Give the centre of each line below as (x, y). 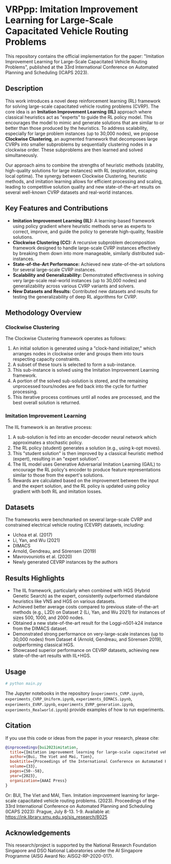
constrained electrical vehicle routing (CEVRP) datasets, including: (75, 525)
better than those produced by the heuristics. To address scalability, (77, 128)
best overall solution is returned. (46, 403)
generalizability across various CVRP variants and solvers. (74, 286)
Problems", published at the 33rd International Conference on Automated (82, 67)
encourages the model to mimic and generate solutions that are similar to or (85, 122)
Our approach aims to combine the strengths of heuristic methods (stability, (85, 165)
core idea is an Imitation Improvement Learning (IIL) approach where (78, 111)
